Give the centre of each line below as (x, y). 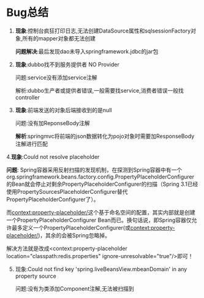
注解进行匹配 (31, 143)
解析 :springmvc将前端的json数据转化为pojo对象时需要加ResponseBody (105, 136)
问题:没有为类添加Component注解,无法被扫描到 (74, 288)
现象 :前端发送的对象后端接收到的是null (63, 110)
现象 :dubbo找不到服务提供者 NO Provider (67, 64)
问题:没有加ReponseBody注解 (52, 123)
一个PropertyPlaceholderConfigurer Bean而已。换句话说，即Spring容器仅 (99, 220)
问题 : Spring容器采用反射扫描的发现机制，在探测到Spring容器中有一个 (94, 170)
